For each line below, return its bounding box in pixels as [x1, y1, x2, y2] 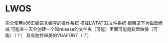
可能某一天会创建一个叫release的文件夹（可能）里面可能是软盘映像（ [11, 26, 154, 32]
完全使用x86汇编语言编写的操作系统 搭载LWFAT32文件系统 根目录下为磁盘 [5, 20, 159, 26]
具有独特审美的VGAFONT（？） [26, 32, 92, 38]
